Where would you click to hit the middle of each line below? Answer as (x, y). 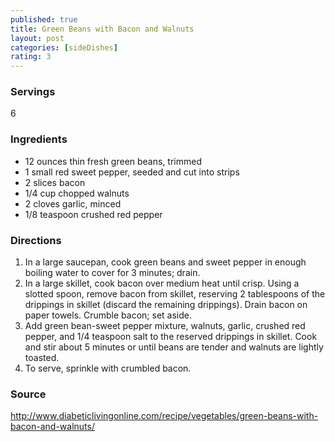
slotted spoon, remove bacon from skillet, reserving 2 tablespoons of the (175, 294)
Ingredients (39, 139)
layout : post (37, 38)
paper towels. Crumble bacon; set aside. (108, 315)
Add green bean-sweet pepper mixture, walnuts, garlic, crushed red (165, 326)
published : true (44, 19)
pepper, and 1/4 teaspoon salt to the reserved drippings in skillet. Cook (171, 337)
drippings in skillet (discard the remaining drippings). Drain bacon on (166, 305)
